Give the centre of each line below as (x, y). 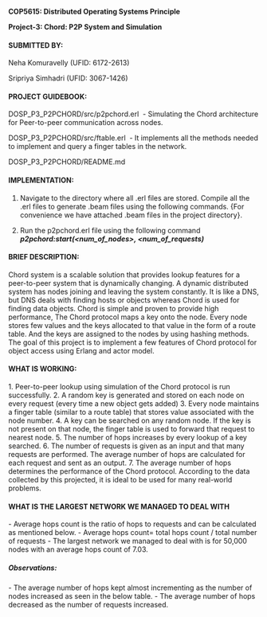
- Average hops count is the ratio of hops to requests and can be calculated (132, 524)
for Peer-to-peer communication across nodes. (86, 123)
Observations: (33, 568)
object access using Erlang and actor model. (81, 350)
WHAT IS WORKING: (43, 369)
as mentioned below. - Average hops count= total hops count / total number (133, 533)
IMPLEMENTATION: (41, 180)
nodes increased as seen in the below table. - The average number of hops (132, 596)
